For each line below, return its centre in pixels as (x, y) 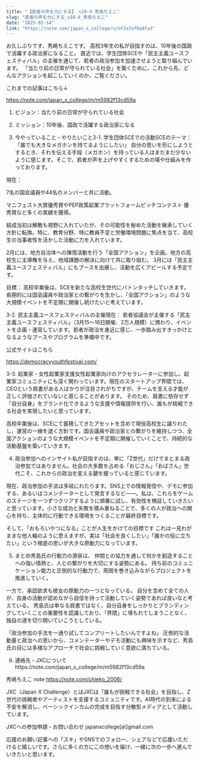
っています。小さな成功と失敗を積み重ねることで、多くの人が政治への (102, 508)
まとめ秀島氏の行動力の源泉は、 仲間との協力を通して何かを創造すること (104, 556)
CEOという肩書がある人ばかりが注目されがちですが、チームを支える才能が (97, 389)
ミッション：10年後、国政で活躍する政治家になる (75, 125)
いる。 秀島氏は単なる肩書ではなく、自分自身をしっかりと (87, 606)
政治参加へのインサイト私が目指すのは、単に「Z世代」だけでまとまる (100, 458)
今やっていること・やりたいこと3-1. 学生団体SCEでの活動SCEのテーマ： (103, 138)
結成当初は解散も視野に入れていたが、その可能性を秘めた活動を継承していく (99, 225)
